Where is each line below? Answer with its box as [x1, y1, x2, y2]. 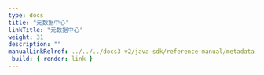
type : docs [8, 11, 44, 20]
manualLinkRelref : [8, 48, 68, 55]
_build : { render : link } [8, 55, 93, 63]
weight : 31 [8, 33, 44, 41]
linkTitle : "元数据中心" [8, 26, 84, 34]
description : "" [8, 41, 61, 48]
